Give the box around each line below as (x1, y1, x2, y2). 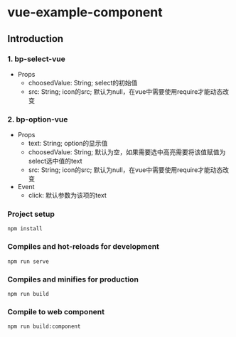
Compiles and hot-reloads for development (7, 242, 160, 252)
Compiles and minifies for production (7, 274, 139, 284)
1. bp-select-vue (7, 54, 65, 64)
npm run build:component (7, 323, 81, 331)
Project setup (7, 209, 55, 219)
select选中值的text (28, 157, 83, 166)
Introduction (7, 33, 64, 45)
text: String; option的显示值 (28, 139, 108, 148)
